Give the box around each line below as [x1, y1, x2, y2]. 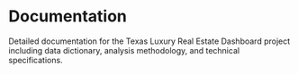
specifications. [8, 54, 64, 65]
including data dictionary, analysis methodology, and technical [8, 45, 240, 55]
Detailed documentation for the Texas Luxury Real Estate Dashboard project [8, 36, 291, 46]
